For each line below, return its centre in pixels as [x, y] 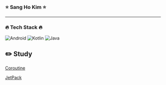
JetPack [14, 78]
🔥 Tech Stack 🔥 [24, 27]
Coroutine [15, 68]
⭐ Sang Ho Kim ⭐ [26, 7]
